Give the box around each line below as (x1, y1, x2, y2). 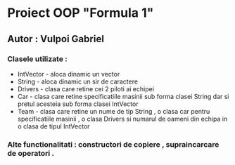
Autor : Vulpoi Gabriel (7, 33, 104, 45)
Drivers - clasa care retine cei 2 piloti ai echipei (17, 84, 155, 93)
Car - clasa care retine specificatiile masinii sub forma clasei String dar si (17, 92, 230, 100)
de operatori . (7, 148, 55, 158)
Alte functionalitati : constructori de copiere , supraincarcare (7, 139, 220, 149)
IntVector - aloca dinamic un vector (17, 70, 120, 78)
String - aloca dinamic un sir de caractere (17, 77, 139, 86)
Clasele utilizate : (7, 54, 68, 64)
